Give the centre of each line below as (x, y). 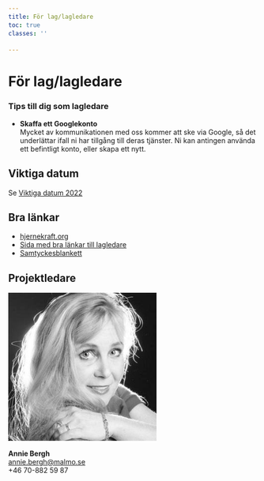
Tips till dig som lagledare (58, 107)
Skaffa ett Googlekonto (58, 123)
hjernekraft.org (44, 236)
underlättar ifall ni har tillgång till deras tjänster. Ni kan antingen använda (137, 140)
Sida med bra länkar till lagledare (73, 245)
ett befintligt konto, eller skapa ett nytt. (83, 148)
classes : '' (28, 33)
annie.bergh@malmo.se (47, 462)
